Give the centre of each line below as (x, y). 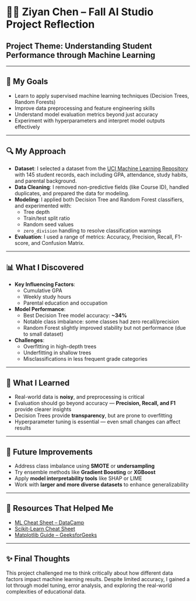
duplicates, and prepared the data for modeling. (72, 193)
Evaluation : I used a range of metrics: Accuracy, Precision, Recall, (94, 237)
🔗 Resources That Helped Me (60, 508)
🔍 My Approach (36, 151)
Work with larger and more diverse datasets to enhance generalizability (101, 485)
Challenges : (29, 340)
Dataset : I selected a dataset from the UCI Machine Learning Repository (101, 168)
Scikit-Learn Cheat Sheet (45, 529)
